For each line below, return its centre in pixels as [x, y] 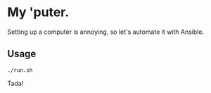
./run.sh [20, 70]
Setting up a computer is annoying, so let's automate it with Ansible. [106, 32]
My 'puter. [38, 12]
